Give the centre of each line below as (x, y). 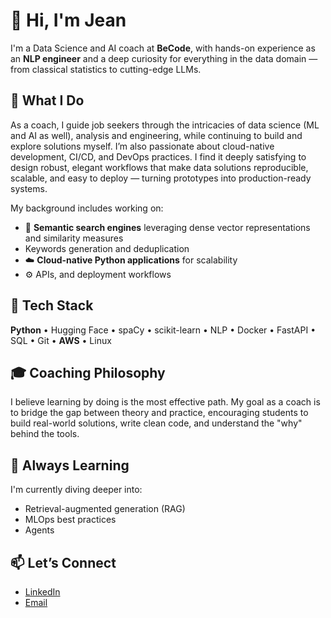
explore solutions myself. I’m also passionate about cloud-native (142, 146)
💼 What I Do (47, 100)
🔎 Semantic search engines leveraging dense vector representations (167, 227)
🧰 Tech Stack (52, 305)
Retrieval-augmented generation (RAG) (105, 509)
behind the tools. (45, 434)
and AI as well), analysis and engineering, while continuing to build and (156, 135)
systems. (29, 188)
